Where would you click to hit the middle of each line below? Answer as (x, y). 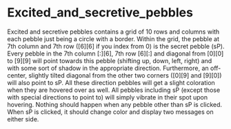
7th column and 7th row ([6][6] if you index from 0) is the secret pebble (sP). (116, 46)
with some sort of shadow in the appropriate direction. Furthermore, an (108, 68)
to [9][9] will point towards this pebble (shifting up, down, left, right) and (110, 60)
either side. (23, 119)
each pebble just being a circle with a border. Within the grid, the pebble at (113, 38)
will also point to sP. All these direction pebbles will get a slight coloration (111, 82)
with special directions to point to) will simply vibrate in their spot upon (108, 97)
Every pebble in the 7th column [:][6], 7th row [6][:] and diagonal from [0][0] (115, 54)
